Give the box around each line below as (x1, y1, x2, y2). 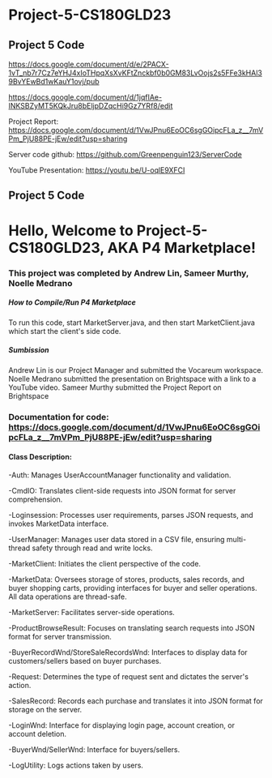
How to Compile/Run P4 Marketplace (8, 297, 136, 307)
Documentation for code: (8, 412, 109, 423)
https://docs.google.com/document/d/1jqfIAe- (8, 92, 163, 102)
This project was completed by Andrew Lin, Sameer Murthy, (8, 267, 249, 279)
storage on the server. (8, 704, 83, 714)
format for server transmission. (8, 631, 112, 641)
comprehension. (8, 494, 63, 504)
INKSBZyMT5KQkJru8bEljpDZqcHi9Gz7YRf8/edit (8, 101, 173, 110)
